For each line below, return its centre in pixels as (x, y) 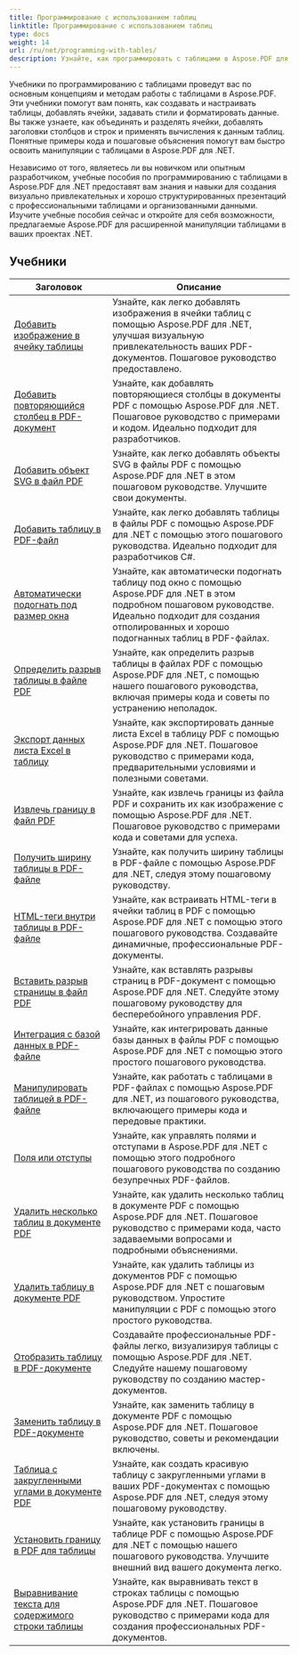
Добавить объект (52, 470)
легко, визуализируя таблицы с (210, 1345)
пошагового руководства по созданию (197, 1169)
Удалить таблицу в (54, 1286)
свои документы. (149, 498)
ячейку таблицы (48, 346)
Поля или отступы (53, 1157)
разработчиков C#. (154, 556)
